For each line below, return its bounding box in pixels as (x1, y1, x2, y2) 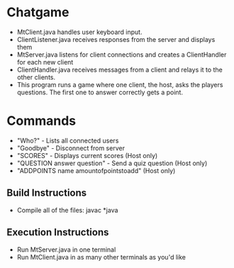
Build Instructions (6, 187, 87, 199)
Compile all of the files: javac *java (16, 206, 118, 214)
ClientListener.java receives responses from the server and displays (16, 35, 216, 43)
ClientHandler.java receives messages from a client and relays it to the (16, 65, 223, 74)
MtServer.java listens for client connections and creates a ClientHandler (16, 50, 227, 59)
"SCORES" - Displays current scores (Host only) (16, 151, 158, 160)
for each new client (16, 57, 74, 66)
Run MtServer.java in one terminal (16, 245, 116, 254)
